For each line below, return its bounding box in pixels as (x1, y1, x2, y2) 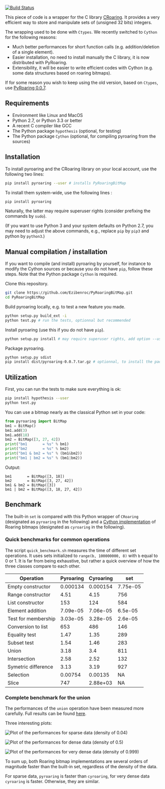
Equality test (7, 631, 36, 638)
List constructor (7, 599, 44, 606)
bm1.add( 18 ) (5, 432, 29, 438)
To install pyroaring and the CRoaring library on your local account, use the (5, 166, 157, 172)
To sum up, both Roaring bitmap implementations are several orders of (5, 758, 148, 764)
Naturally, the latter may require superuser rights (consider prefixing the (5, 208, 151, 214)
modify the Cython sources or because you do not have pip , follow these (5, 266, 153, 272)
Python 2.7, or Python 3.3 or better (12, 117, 82, 123)
